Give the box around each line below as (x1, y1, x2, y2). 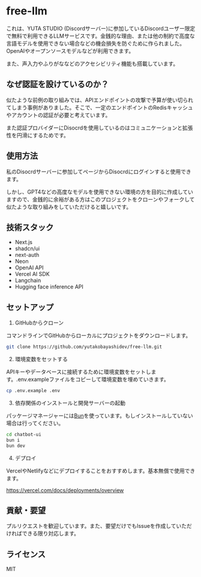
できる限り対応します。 (22, 530, 80, 537)
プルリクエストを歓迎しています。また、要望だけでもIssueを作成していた (6, 522, 187, 530)
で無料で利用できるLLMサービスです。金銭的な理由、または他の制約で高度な (6, 32, 195, 40)
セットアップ (6, 302, 54, 312)
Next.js (14, 239, 33, 246)
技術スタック (6, 222, 54, 232)
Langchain (14, 277, 41, 284)
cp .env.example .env (6, 388, 61, 394)
